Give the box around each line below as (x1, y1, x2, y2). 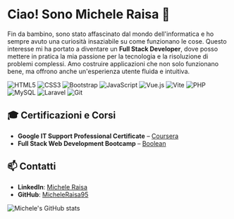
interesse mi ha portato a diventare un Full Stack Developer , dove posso (7, 44, 218, 53)
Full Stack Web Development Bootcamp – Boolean (17, 139, 166, 147)
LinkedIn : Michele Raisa (17, 182, 88, 191)
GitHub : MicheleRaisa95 (17, 190, 89, 199)
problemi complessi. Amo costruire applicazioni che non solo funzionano (7, 59, 219, 68)
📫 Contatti (7, 161, 56, 173)
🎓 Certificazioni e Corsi (7, 109, 116, 122)
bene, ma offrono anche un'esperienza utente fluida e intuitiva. (7, 67, 190, 75)
